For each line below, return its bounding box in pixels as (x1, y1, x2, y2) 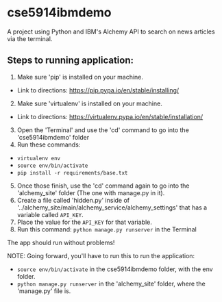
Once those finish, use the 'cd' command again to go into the (16, 181, 190, 190)
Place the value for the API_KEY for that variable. (16, 218, 152, 226)
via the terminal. (7, 34, 53, 42)
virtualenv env (16, 155, 61, 162)
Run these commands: (16, 140, 81, 149)
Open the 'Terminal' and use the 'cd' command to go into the (16, 125, 190, 134)
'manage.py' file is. (16, 286, 71, 295)
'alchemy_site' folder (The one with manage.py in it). (16, 188, 165, 197)
